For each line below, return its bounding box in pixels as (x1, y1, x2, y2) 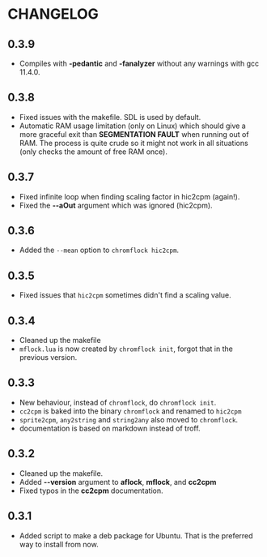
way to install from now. (19, 539, 99, 549)
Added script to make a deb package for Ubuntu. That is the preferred (19, 530, 253, 540)
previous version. (19, 353, 78, 362)
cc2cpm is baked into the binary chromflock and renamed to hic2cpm (19, 406, 242, 416)
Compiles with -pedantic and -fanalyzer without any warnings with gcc (19, 58, 260, 68)
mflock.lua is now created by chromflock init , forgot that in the (19, 344, 234, 353)
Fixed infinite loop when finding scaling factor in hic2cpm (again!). (19, 191, 240, 201)
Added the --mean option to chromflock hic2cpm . (19, 245, 180, 255)
